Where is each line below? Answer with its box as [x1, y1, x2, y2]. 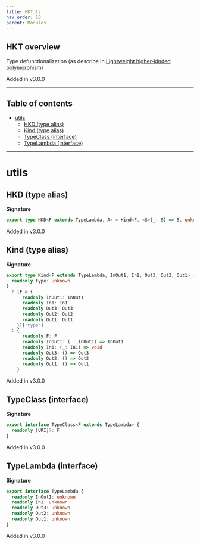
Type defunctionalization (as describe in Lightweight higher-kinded [6, 58, 171, 65]
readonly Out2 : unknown [11, 511, 70, 517]
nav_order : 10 [6, 14, 42, 20]
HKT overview [6, 42, 61, 52]
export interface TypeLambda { [6, 488, 84, 495]
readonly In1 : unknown [11, 499, 68, 505]
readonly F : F [21, 333, 58, 340]
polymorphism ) [6, 64, 43, 72]
